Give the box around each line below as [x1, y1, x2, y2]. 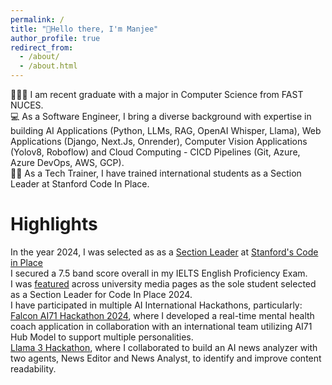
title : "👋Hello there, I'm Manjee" [10, 24, 159, 34]
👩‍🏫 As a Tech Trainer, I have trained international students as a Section [10, 167, 302, 179]
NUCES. [10, 99, 44, 111]
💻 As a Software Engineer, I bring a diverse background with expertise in [10, 111, 312, 122]
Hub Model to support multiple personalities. [10, 331, 194, 343]
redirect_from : [10, 42, 74, 53]
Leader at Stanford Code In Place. [10, 178, 150, 190]
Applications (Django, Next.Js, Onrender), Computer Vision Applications [10, 136, 308, 147]
